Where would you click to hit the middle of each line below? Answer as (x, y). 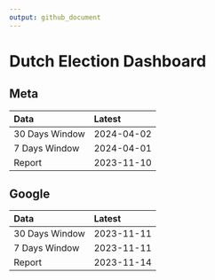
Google (30, 194)
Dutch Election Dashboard (108, 61)
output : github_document (55, 17)
